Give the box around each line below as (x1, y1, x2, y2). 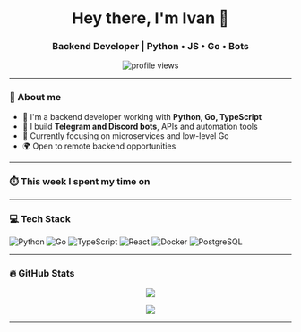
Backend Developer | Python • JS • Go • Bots (52, 40, 249, 53)
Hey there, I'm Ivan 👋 (71, 8, 230, 29)
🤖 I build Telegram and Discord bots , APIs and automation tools (21, 121, 258, 132)
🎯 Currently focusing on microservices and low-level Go (21, 130, 230, 141)
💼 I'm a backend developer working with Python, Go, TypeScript (21, 111, 262, 122)
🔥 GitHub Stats (9, 268, 75, 280)
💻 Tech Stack (9, 213, 72, 225)
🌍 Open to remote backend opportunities (21, 140, 176, 151)
